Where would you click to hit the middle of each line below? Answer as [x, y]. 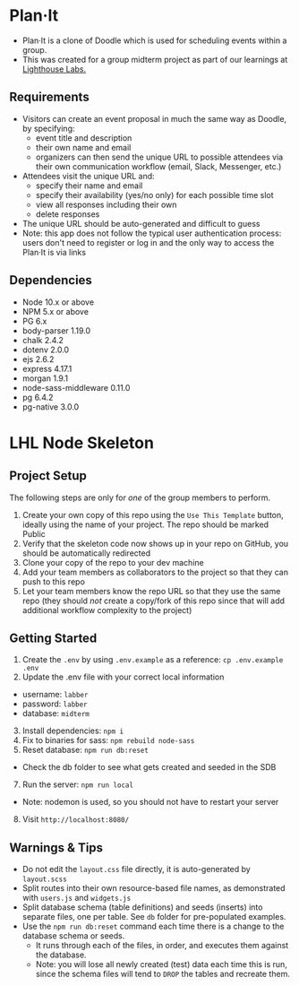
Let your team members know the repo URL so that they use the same [151, 591]
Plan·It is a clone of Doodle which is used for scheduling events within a [154, 40]
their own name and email [83, 147]
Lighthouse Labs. [54, 69]
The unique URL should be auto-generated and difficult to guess [141, 223]
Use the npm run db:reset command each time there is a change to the [153, 926]
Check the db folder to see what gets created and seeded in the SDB [149, 767]
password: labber [55, 704]
